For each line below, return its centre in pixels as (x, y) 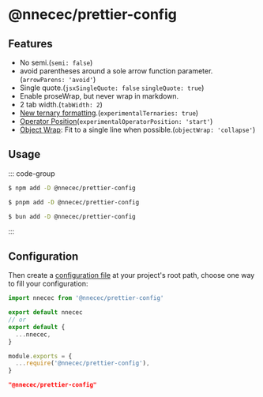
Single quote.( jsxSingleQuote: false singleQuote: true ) (112, 88)
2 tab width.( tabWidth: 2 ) (61, 105)
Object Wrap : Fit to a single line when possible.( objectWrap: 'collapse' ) (137, 129)
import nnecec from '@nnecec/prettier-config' (86, 298)
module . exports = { (40, 356)
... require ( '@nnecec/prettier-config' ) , (83, 363)
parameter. (195, 71)
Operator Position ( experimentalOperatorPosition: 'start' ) (116, 121)
